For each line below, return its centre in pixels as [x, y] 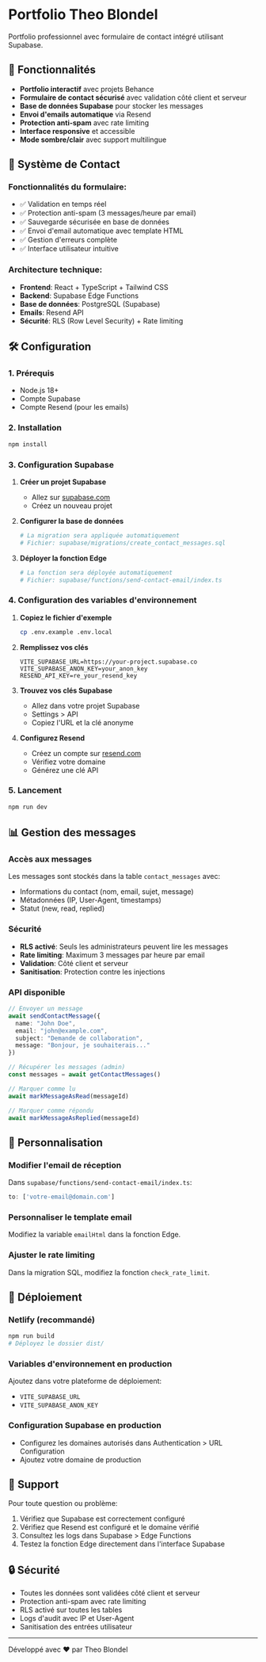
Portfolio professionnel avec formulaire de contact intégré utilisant [116, 36]
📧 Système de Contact [64, 164]
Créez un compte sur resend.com [86, 753]
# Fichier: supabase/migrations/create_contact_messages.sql [123, 543]
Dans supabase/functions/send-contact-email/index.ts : [100, 1183]
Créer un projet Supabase [63, 482]
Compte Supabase [50, 399]
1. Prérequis [31, 373]
